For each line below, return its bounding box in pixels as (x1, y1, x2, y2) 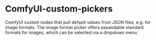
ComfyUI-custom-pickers (5, 3, 113, 14)
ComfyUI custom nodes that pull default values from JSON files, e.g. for (5, 19, 151, 25)
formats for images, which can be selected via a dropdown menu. (5, 29, 138, 35)
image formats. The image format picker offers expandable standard (5, 24, 144, 30)
